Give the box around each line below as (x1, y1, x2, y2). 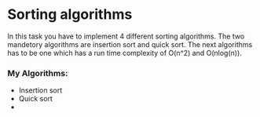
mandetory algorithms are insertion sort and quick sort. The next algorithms (7, 39, 253, 49)
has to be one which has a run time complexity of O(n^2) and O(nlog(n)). (7, 48, 243, 57)
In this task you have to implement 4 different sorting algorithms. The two (7, 31, 245, 41)
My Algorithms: (7, 68, 68, 79)
